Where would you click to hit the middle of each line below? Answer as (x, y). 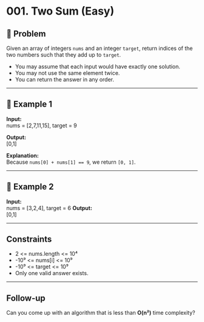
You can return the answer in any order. (64, 79)
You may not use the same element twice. (67, 73)
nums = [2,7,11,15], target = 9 (42, 125)
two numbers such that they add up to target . (64, 55)
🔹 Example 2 (30, 187)
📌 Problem (26, 34)
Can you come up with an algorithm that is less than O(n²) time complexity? (101, 313)
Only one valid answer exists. (52, 273)
